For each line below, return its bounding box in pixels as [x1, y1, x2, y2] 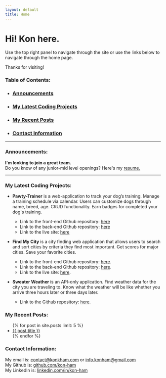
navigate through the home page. [5, 55, 73, 61]
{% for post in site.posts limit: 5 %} [12, 323, 83, 329]
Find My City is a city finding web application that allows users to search [12, 238, 161, 245]
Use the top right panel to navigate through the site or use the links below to [5, 49, 160, 55]
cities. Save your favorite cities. [12, 249, 77, 255]
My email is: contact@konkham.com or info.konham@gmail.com [5, 357, 136, 363]
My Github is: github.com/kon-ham [5, 362, 77, 368]
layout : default [5, 7, 39, 12]
